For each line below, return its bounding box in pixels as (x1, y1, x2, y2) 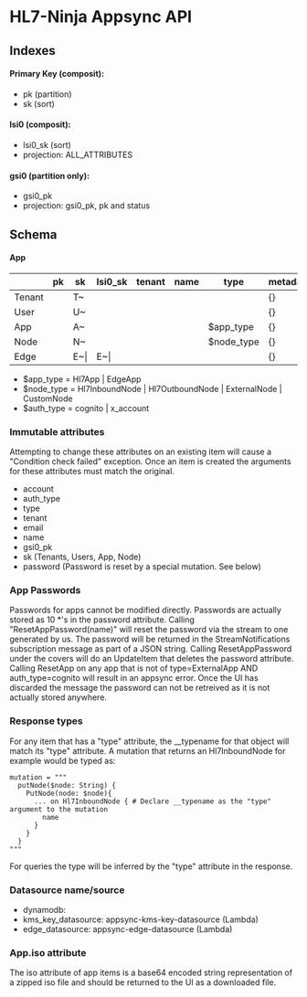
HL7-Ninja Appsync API (9, 6, 193, 27)
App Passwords (9, 584, 81, 596)
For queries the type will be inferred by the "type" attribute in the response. (9, 861, 293, 872)
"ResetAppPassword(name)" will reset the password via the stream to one (9, 624, 289, 635)
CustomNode (22, 393, 73, 404)
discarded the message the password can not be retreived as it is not (9, 683, 270, 694)
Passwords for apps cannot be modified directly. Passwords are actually (9, 605, 281, 616)
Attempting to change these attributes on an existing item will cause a (9, 446, 272, 458)
